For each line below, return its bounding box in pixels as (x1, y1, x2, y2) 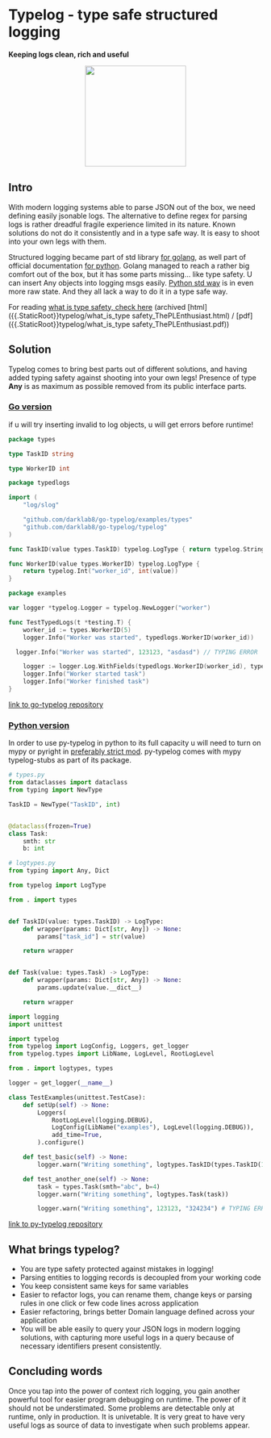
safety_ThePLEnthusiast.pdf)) (131, 319, 230, 328)
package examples (8, 589, 67, 598)
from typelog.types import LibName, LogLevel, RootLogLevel (8, 1050, 215, 1058)
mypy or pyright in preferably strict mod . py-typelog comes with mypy (8, 746, 242, 756)
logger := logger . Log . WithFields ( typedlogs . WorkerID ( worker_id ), (23, 663, 248, 671)
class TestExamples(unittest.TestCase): (8, 1093, 147, 1101)
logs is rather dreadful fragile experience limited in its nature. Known (8, 219, 236, 229)
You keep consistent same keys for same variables (19, 1281, 190, 1291)
